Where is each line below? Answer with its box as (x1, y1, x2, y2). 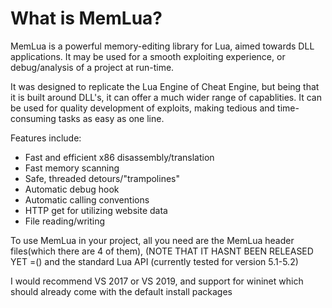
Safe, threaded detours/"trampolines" (24, 172, 180, 184)
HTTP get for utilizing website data (24, 204, 168, 216)
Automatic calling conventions (24, 193, 150, 206)
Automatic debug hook (24, 183, 120, 195)
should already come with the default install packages (10, 285, 233, 297)
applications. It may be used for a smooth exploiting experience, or (10, 50, 286, 62)
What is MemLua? (10, 7, 163, 30)
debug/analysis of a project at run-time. (10, 61, 175, 73)
